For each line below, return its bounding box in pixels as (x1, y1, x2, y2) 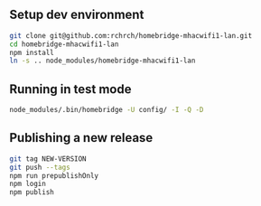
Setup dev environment (9, 7, 144, 23)
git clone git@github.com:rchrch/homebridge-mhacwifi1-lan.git (9, 31, 253, 40)
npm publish (9, 188, 54, 197)
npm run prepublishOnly (9, 171, 99, 180)
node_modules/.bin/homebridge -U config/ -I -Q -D (9, 106, 204, 115)
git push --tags (9, 163, 70, 172)
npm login (9, 180, 47, 189)
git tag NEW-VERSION (9, 154, 88, 164)
